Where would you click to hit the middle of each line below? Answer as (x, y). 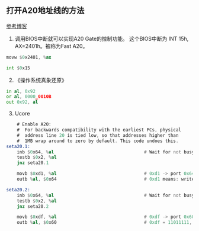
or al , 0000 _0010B (29, 97)
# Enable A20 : (34, 124)
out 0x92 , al (22, 102)
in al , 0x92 (21, 91)
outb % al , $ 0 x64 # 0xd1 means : (98, 179)
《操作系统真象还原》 (41, 80)
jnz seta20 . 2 (33, 206)
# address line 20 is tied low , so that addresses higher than (98, 135)
